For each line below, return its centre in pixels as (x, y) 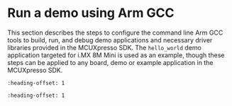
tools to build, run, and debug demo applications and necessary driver (110, 40)
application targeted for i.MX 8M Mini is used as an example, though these (116, 55)
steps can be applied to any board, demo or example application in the (110, 62)
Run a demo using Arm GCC (91, 13)
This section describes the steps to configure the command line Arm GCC (115, 33)
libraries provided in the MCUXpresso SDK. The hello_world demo (105, 47)
